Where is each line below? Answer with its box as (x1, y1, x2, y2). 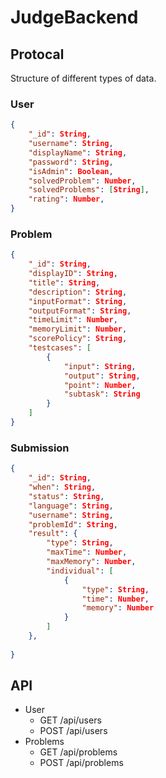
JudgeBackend (10, 6, 139, 29)
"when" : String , (28, 482, 97, 493)
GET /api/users (39, 714, 102, 726)
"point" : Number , (63, 380, 137, 390)
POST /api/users (39, 725, 108, 737)
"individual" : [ (46, 566, 114, 576)
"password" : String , (28, 157, 114, 167)
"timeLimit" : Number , (28, 315, 118, 325)
